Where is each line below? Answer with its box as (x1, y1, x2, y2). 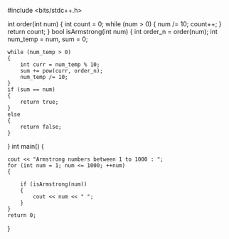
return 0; (7, 212, 37, 219)
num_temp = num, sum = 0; (7, 35, 88, 43)
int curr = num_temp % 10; (20, 61, 100, 68)
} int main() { (7, 142, 44, 150)
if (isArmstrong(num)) (20, 181, 87, 188)
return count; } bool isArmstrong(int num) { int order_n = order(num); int (7, 28, 218, 36)
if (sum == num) (7, 86, 55, 93)
